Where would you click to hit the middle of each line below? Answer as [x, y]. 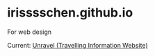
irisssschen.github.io [70, 13]
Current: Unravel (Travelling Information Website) [77, 45]
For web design [30, 32]
